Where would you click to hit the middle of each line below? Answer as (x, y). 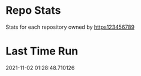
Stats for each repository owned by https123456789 (70, 27)
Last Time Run (42, 51)
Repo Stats (33, 10)
